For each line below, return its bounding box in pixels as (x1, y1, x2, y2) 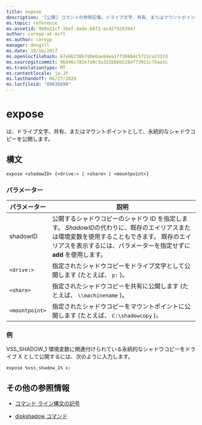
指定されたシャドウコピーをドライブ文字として (52, 262, 185, 270)
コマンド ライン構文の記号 (14, 400, 80, 407)
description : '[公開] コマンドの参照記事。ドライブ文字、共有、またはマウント (6, 14, 182, 20)
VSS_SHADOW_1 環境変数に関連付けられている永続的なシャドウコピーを (6, 346, 185, 353)
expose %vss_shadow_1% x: (6, 365, 71, 371)
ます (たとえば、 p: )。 (64, 271, 129, 279)
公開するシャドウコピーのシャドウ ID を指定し (52, 214, 182, 223)
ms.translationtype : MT (6, 64, 66, 71)
